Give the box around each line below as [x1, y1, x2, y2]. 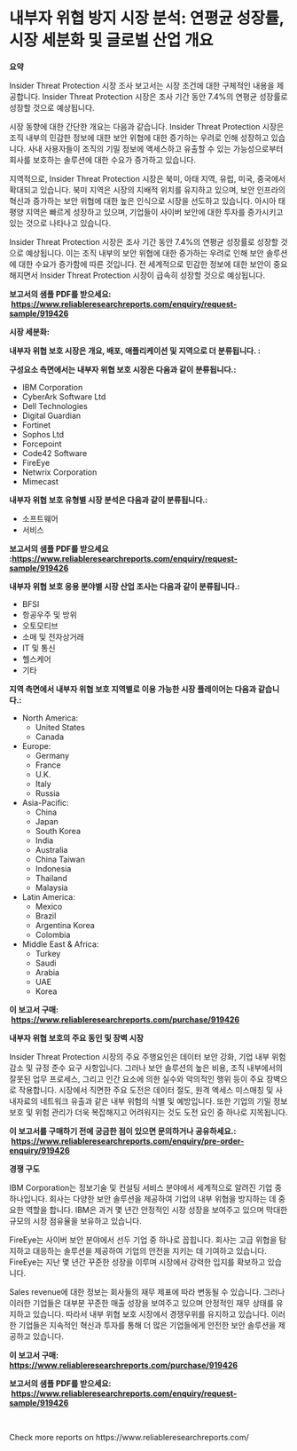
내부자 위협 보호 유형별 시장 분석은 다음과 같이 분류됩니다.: [9, 494, 208, 505]
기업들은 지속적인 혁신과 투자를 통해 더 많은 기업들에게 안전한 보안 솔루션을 [18, 1320, 277, 1330]
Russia [35, 787, 60, 799]
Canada [35, 731, 65, 742]
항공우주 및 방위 [21, 609, 77, 619]
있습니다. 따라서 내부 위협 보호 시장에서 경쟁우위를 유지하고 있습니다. [32, 1308, 270, 1319]
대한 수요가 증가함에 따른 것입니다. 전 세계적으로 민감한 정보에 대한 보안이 [18, 258, 272, 269]
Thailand [35, 872, 68, 883]
